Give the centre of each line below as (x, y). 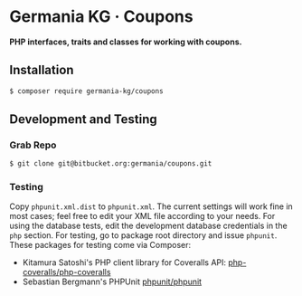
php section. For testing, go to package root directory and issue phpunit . (143, 235)
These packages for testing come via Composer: (100, 245)
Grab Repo (33, 145)
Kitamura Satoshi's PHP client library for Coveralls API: (124, 263)
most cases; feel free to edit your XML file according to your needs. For (142, 216)
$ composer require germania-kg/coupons (87, 91)
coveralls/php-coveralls (66, 272)
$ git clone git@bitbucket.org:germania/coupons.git (111, 164)
